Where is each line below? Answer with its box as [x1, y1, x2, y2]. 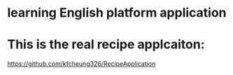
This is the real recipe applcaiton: [7, 37, 205, 53]
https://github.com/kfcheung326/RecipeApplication [7, 60, 156, 68]
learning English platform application [7, 5, 227, 21]
